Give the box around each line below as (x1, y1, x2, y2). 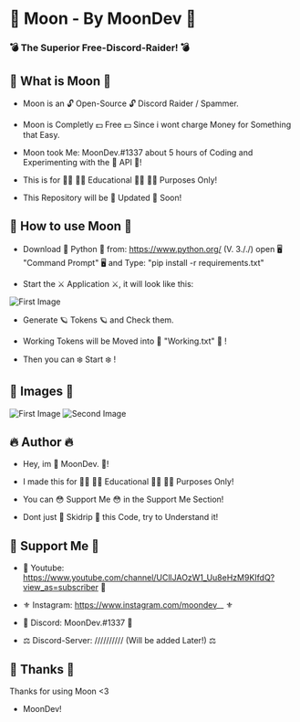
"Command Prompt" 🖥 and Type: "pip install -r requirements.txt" (22, 257, 264, 268)
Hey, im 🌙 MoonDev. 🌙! (22, 459, 109, 470)
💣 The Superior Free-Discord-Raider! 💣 (9, 41, 190, 54)
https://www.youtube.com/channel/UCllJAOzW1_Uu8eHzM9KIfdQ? (22, 572, 275, 583)
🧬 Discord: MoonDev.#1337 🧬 (22, 617, 133, 629)
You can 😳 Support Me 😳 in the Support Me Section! (22, 494, 224, 505)
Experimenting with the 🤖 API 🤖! (22, 156, 143, 167)
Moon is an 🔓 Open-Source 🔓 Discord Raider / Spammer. (22, 98, 239, 109)
